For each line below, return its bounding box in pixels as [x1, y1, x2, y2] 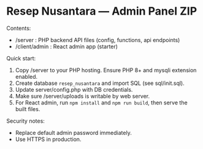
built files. [15, 105, 40, 112]
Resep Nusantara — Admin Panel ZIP [6, 4, 197, 18]
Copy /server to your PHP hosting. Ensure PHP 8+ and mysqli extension [15, 66, 197, 74]
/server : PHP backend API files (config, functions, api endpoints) [15, 36, 180, 43]
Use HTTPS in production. [15, 136, 82, 143]
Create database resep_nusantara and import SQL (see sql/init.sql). [15, 79, 185, 87]
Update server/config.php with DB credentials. [15, 85, 133, 93]
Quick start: [6, 54, 36, 62]
